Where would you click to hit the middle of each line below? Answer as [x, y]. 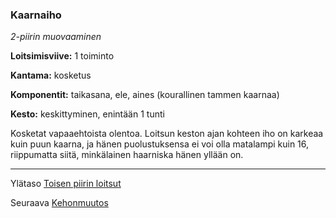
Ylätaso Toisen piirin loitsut [66, 184]
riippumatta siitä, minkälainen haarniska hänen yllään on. [127, 155]
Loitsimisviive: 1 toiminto [62, 56]
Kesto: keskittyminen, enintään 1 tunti [87, 114]
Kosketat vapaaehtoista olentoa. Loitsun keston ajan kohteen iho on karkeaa [167, 134]
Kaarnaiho [36, 15]
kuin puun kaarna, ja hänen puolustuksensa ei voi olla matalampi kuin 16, [160, 144]
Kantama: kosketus [51, 75]
